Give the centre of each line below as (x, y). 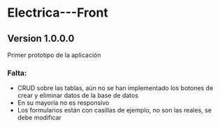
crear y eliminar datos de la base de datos (78, 96)
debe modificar (39, 118)
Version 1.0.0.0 (41, 39)
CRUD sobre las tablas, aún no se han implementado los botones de (115, 88)
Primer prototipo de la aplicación (54, 55)
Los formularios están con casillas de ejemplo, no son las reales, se (114, 110)
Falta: (17, 73)
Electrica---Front (58, 13)
